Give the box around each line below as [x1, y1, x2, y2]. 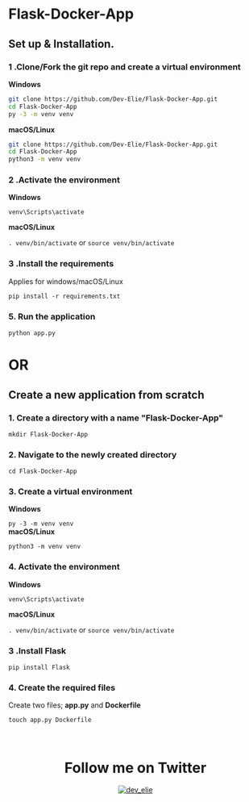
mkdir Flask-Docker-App [8, 430, 89, 438]
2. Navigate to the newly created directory [8, 449, 177, 460]
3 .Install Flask [8, 645, 67, 656]
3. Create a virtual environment [8, 486, 133, 497]
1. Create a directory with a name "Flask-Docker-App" [8, 412, 224, 424]
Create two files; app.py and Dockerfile [8, 700, 141, 710]
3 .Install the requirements [8, 258, 114, 269]
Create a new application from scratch [8, 388, 205, 402]
